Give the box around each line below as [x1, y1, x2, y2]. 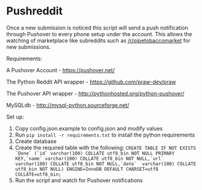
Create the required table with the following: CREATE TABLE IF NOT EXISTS [14, 144, 196, 151]
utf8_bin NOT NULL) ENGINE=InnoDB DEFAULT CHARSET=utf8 [14, 166, 159, 172]
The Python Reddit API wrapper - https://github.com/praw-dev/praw [6, 78, 176, 85]
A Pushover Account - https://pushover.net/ [6, 66, 115, 73]
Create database [14, 137, 57, 145]
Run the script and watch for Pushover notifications [14, 176, 143, 184]
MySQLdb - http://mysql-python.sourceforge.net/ [6, 101, 130, 109]
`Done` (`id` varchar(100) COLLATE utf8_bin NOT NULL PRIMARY [14, 150, 175, 156]
